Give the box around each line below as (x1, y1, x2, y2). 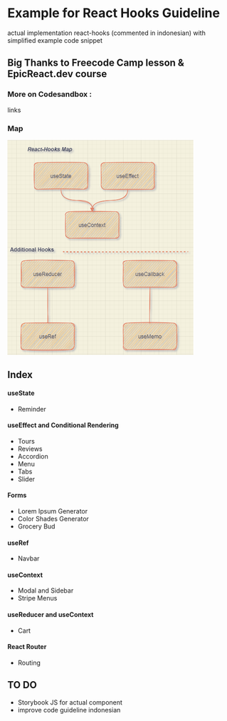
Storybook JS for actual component (17, 697, 123, 707)
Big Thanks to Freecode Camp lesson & (7, 57, 185, 69)
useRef (7, 538, 29, 547)
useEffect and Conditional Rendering (7, 421, 119, 429)
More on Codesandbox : (7, 89, 93, 99)
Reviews (17, 444, 43, 453)
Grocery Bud (17, 522, 56, 531)
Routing (17, 658, 41, 667)
